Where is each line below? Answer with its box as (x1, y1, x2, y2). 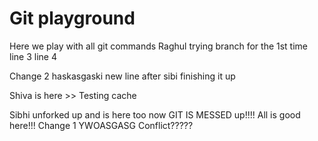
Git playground (9, 7, 136, 30)
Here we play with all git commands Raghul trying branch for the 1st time (9, 40, 309, 52)
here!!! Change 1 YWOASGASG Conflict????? (9, 119, 194, 131)
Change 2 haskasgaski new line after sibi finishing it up (9, 70, 236, 82)
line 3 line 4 (9, 50, 57, 62)
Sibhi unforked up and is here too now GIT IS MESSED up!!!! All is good (9, 108, 301, 121)
